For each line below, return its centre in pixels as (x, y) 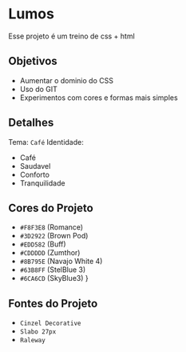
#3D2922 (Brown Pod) (54, 236)
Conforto (35, 174)
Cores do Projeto (51, 208)
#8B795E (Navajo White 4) (61, 262)
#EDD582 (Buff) (43, 244)
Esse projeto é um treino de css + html (72, 36)
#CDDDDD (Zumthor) (50, 253)
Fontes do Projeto (53, 304)
